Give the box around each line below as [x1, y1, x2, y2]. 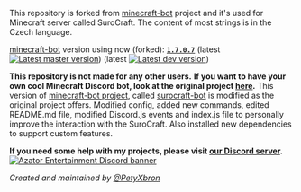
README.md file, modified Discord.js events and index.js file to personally [9, 109, 284, 119]
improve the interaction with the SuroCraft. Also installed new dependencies [9, 118, 292, 129]
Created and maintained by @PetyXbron [9, 172, 160, 183]
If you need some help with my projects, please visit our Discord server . [9, 145, 284, 156]
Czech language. [9, 27, 73, 37]
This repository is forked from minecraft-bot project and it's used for [9, 8, 264, 18]
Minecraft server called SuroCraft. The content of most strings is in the [9, 17, 272, 28]
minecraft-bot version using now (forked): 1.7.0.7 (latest [9, 44, 221, 55]
